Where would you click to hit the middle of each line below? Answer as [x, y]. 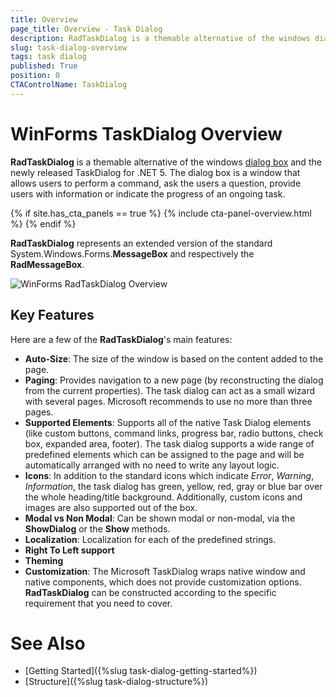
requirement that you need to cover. [98, 603]
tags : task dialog [48, 57]
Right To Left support [69, 550]
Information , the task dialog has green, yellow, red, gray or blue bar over [173, 486]
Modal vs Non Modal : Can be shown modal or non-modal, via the [160, 518]
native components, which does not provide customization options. [163, 582]
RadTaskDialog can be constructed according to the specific [150, 592]
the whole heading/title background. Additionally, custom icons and [163, 497]
